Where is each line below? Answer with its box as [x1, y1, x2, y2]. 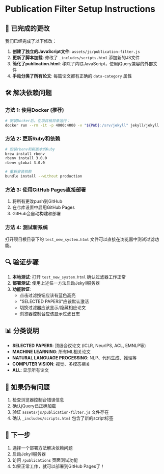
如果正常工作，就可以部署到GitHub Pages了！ [12, 463, 105, 469]
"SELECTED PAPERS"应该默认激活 [19, 299, 89, 304]
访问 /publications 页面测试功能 [12, 457, 78, 463]
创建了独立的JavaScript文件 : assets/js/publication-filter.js [12, 49, 140, 54]
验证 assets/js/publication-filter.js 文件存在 [12, 409, 109, 415]
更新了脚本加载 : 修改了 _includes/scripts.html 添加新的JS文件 [12, 55, 140, 60]
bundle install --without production [5, 174, 82, 179]
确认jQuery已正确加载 [12, 403, 56, 409]
